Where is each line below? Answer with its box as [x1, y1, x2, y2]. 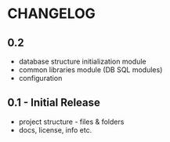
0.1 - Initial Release [7, 96, 101, 110]
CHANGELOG [7, 5, 96, 23]
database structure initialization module [18, 56, 146, 66]
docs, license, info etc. [18, 125, 92, 134]
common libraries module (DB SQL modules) [18, 65, 163, 75]
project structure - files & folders [18, 117, 125, 126]
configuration [18, 74, 63, 82]
